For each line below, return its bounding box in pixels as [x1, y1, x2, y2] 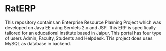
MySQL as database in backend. [5, 40, 71, 46]
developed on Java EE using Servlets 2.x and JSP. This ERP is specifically [5, 24, 156, 30]
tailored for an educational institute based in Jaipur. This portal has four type [5, 30, 162, 36]
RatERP [5, 3, 36, 14]
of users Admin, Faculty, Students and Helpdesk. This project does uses [5, 35, 153, 41]
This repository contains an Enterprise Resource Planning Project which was [5, 19, 161, 25]
